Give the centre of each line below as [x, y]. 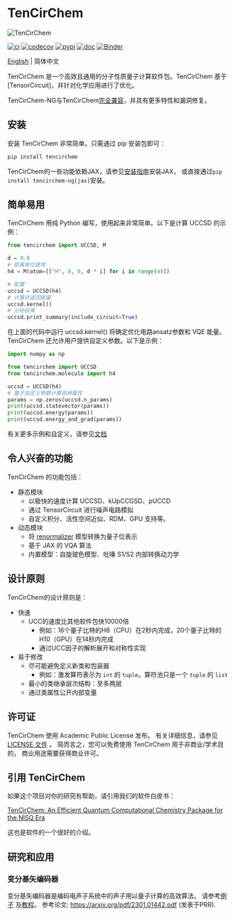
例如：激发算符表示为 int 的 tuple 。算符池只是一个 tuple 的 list [133, 674]
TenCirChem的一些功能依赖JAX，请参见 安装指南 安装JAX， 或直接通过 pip [115, 171]
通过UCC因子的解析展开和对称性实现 [93, 647]
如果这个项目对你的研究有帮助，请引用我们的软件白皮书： [91, 796]
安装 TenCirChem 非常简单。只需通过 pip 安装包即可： [87, 143]
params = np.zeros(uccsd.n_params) [60, 399]
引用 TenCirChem [46, 777]
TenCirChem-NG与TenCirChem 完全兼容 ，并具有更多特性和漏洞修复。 [109, 100]
